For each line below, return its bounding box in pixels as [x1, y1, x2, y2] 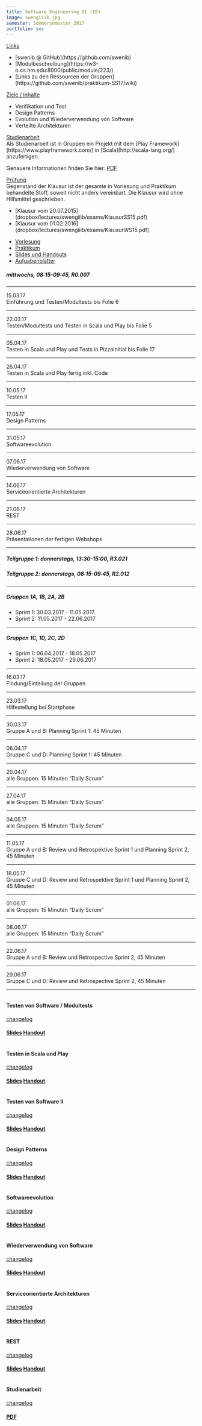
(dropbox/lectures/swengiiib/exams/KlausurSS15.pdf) [14, 213, 148, 221]
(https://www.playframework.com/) [6, 146, 94, 154]
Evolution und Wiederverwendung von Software [14, 116, 134, 123]
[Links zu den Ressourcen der [14, 73, 90, 80]
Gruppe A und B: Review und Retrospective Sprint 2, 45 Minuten [6, 953, 165, 961]
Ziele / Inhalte [6, 91, 40, 98]
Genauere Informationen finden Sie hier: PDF [6, 165, 117, 172]
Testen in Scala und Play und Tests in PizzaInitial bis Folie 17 [6, 346, 155, 353]
